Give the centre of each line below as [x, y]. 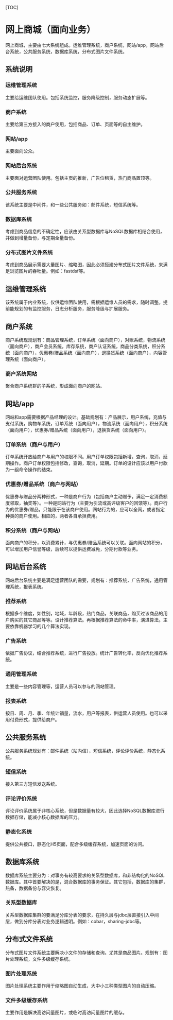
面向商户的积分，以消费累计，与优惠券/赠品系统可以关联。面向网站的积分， [85, 543]
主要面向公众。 [21, 151]
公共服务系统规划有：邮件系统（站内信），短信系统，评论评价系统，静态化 [83, 751]
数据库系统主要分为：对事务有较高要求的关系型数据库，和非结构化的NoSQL [85, 875]
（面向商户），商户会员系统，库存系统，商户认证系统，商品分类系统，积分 [83, 347]
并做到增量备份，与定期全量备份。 [41, 238]
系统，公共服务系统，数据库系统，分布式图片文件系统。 [68, 51]
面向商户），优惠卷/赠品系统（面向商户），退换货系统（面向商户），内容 [89, 353]
